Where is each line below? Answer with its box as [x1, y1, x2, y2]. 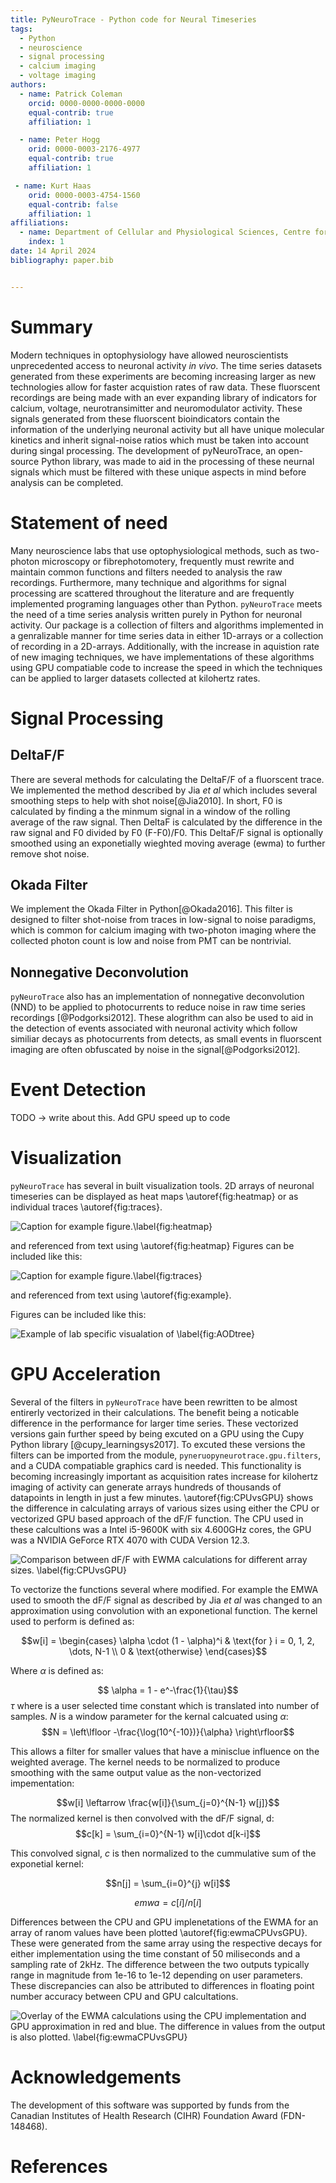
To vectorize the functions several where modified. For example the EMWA [10, 1583, 319, 1595]
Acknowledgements [10, 2066, 182, 2089]
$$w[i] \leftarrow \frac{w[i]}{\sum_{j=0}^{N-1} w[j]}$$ [56, 1796, 280, 1808]
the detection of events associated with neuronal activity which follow [10, 1022, 298, 1035]
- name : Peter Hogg [19, 135, 101, 145]
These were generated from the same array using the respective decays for [10, 1937, 323, 1949]
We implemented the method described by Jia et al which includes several [10, 784, 318, 796]
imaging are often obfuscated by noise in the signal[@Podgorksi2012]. [10, 1044, 301, 1056]
